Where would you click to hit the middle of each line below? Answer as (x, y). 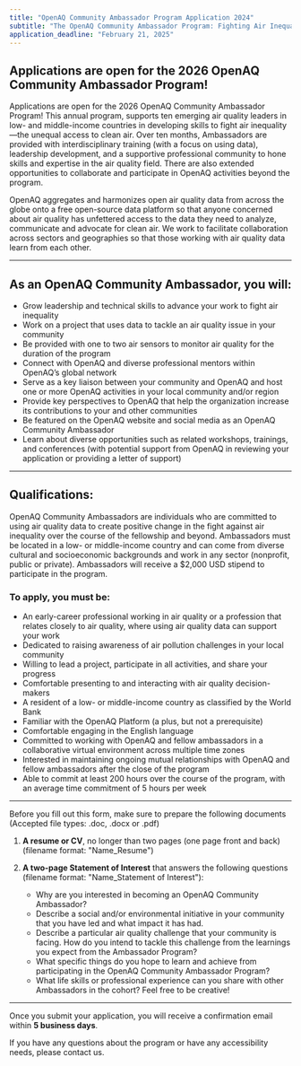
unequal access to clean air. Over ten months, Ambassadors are (149, 135)
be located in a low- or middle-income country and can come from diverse (147, 545)
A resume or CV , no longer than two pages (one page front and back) (151, 841)
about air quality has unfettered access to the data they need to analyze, (143, 219)
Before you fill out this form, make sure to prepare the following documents (148, 814)
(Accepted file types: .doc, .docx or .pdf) (84, 824)
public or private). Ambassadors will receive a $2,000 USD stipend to (137, 564)
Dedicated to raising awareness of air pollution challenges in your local (153, 645)
